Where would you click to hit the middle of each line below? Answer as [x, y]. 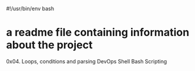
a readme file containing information [98, 33]
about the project [49, 45]
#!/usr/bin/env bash [30, 9]
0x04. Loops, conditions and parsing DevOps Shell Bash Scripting [87, 61]
